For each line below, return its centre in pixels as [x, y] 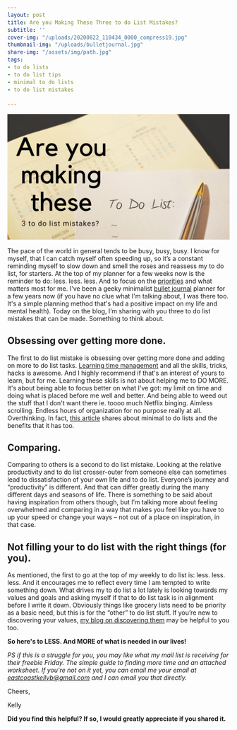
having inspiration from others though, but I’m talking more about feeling [113, 502]
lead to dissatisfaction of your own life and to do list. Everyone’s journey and [118, 480]
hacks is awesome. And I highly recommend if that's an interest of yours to [116, 373]
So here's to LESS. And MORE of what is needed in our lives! [97, 642]
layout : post [26, 15]
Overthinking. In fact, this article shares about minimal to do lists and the [112, 418]
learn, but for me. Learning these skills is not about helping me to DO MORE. [118, 380]
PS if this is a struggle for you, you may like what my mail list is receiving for [118, 655]
